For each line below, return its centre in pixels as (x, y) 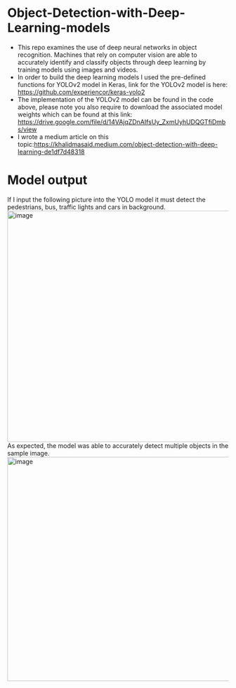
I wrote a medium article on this (63, 137)
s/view (27, 129)
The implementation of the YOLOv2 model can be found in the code (116, 99)
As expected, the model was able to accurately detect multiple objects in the (118, 445)
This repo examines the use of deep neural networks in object (107, 47)
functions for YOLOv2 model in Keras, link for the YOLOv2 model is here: (123, 84)
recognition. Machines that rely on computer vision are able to (107, 55)
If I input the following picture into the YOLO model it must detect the (106, 199)
